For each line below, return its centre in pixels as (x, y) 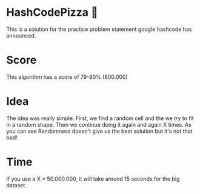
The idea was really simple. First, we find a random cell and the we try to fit (100, 118)
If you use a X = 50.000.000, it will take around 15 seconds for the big (93, 179)
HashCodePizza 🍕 (52, 12)
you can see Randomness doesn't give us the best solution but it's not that (99, 131)
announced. (21, 35)
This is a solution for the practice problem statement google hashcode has (99, 29)
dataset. (17, 185)
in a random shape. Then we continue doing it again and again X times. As (99, 124)
